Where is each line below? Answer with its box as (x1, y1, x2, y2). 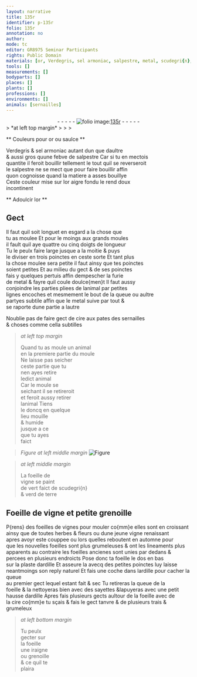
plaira (20, 665, 35, 672)
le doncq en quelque (20, 407, 70, 414)
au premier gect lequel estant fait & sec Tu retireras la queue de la (6, 580, 165, 587)
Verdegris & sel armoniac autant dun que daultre (6, 147, 123, 154)
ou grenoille (20, 653, 50, 660)
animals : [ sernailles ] (6, 101, 62, 108)
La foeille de (20, 472, 50, 479)
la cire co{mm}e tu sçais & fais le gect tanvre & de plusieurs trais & (6, 599, 167, 606)
